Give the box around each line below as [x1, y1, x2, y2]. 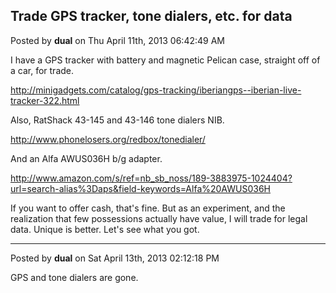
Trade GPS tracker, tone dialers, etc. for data [10, 8, 293, 25]
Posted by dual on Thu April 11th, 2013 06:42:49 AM [10, 34, 225, 46]
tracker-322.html [10, 94, 80, 106]
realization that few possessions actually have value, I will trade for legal [10, 212, 308, 224]
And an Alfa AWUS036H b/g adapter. [10, 152, 163, 164]
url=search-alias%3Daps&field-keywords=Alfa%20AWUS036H [10, 182, 271, 194]
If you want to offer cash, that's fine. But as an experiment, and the [10, 202, 286, 214]
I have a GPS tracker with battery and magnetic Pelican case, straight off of [10, 54, 321, 66]
